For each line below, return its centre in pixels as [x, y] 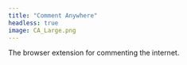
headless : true [33, 23]
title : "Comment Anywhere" [53, 15]
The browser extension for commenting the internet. [94, 53]
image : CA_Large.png [43, 30]
